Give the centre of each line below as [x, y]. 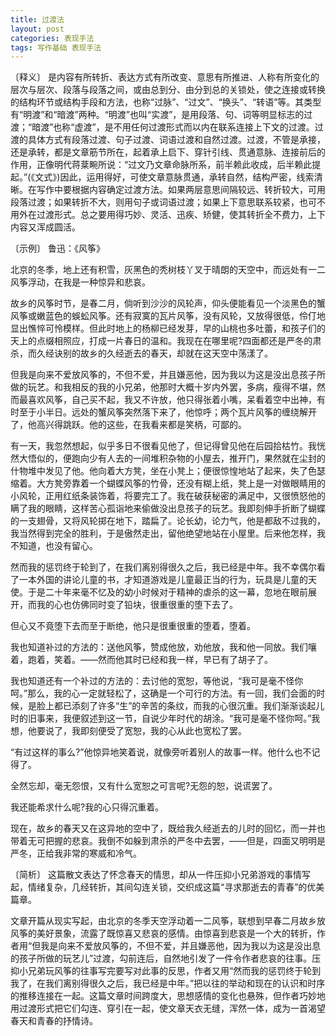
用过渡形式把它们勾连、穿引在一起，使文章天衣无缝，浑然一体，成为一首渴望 [168, 1008]
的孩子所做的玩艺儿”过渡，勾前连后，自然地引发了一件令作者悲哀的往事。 [161, 958]
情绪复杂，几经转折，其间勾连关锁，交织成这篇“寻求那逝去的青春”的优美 [176, 887]
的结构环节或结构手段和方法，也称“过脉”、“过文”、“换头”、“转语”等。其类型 [166, 102]
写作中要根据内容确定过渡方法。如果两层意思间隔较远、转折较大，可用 [181, 190]
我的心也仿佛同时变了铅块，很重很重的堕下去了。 [137, 605]
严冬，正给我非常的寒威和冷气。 [76, 853]
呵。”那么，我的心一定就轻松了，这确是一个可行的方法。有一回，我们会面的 [163, 693]
